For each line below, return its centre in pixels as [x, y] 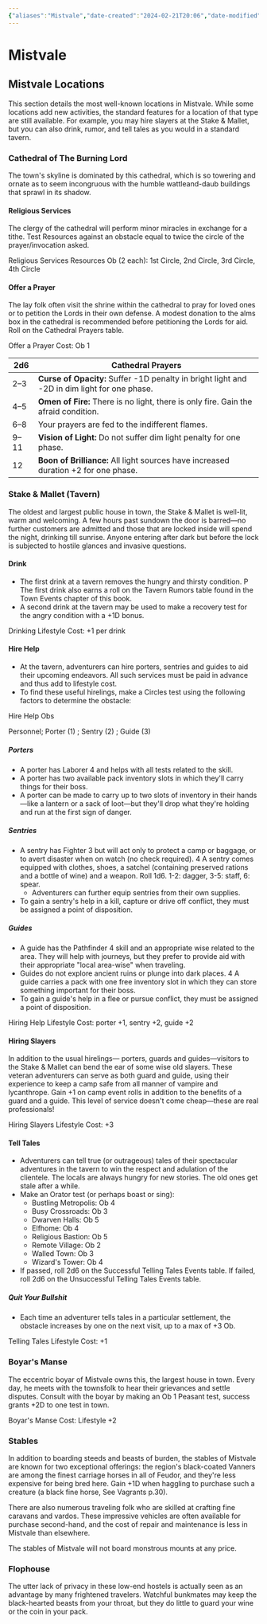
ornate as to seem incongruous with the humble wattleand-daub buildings [129, 183]
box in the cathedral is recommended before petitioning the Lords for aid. [128, 322]
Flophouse [29, 1568]
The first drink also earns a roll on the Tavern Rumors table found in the [137, 589]
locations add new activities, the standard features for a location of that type [133, 112]
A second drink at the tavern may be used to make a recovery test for [133, 607]
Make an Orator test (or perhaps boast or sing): [97, 1195]
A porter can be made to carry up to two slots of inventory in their [128, 795]
